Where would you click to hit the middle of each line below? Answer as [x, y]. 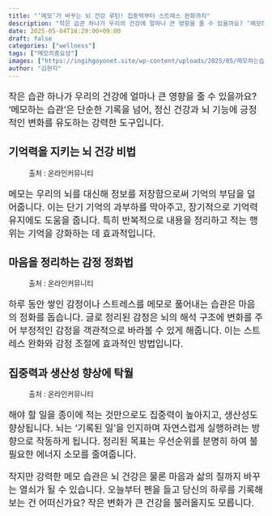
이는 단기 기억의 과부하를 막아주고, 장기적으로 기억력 [153, 207]
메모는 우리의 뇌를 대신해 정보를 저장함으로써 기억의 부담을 [126, 194]
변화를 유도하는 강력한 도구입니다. [96, 123]
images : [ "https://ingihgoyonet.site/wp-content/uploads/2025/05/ [123, 61]
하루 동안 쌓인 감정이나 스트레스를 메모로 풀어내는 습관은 [122, 305]
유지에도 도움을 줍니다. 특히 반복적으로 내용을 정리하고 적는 [128, 220]
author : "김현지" [35, 69]
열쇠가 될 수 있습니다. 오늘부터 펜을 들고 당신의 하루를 [127, 490]
